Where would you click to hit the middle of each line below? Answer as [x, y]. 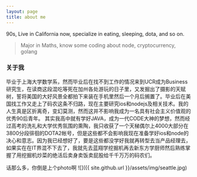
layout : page [22, 11]
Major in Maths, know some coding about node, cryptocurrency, [98, 45]
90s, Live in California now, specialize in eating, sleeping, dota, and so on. [95, 34]
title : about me [26, 17]
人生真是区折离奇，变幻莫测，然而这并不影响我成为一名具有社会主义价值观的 [98, 111]
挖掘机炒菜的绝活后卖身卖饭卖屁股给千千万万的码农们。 [88, 155]
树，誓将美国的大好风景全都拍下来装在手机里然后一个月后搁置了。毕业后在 [96, 96]
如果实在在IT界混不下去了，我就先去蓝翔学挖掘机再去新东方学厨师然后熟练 [96, 148]
